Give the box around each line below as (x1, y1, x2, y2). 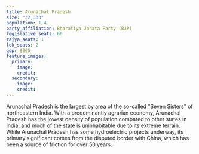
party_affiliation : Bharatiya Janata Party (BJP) (6, 25, 133, 32)
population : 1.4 (6, 20, 47, 26)
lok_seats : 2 (6, 42, 39, 48)
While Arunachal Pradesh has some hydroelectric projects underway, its (6, 128, 184, 135)
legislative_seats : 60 (6, 31, 63, 37)
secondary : (11, 75, 39, 81)
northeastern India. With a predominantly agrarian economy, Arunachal (6, 109, 181, 116)
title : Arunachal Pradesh (6, 8, 71, 15)
